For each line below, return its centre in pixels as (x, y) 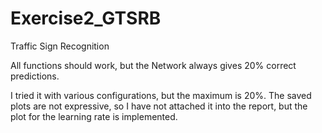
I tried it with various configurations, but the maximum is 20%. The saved (161, 95)
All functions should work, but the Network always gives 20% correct (153, 65)
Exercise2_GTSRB (86, 18)
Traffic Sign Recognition (60, 46)
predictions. (35, 76)
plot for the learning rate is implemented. (94, 116)
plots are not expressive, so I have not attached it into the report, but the (159, 106)
